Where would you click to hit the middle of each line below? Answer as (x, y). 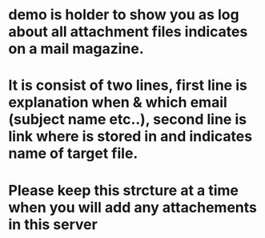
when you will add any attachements (133, 207)
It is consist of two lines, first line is (128, 85)
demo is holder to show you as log (124, 15)
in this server (53, 224)
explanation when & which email (118, 103)
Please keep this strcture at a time (123, 190)
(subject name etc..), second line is (127, 120)
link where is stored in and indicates (130, 137)
